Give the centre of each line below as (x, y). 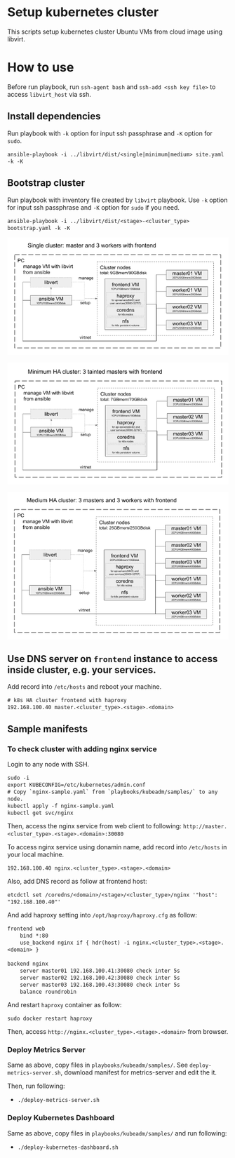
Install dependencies (54, 116)
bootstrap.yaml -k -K (39, 228)
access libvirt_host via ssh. (49, 94)
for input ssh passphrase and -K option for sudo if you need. (94, 207)
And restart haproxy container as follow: (65, 1005)
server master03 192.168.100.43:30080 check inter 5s (100, 985)
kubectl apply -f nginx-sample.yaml (61, 806)
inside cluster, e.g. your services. (82, 670)
